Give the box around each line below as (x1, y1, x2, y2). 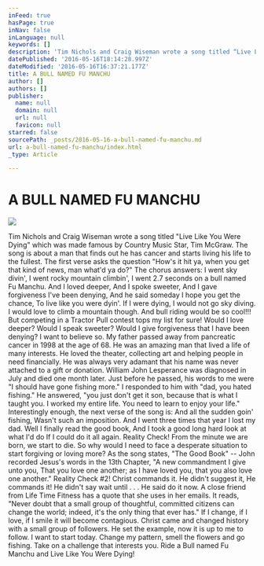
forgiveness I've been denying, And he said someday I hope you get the (8, 290, 241, 300)
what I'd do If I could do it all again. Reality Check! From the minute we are (8, 432, 249, 442)
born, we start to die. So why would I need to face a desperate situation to (8, 441, 247, 450)
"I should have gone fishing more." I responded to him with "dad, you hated (8, 382, 251, 391)
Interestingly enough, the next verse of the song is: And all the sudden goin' (8, 407, 254, 417)
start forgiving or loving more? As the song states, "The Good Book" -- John (8, 449, 255, 458)
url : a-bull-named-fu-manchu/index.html (8, 143, 143, 151)
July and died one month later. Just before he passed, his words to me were (8, 374, 255, 384)
